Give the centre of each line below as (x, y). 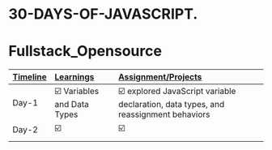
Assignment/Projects (160, 77)
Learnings (74, 77)
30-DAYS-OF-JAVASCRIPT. (103, 14)
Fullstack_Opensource (85, 51)
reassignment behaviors (164, 114)
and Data (72, 105)
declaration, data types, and (172, 105)
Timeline (30, 77)
